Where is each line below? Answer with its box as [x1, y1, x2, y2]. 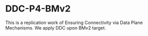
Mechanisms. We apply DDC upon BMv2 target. [5, 24, 107, 30]
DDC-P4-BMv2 [5, 3, 71, 14]
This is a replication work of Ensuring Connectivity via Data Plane [5, 19, 143, 25]
